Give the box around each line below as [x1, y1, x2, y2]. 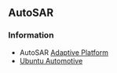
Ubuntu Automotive [19, 56, 83, 65]
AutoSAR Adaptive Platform [19, 47, 108, 57]
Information [8, 30, 54, 41]
